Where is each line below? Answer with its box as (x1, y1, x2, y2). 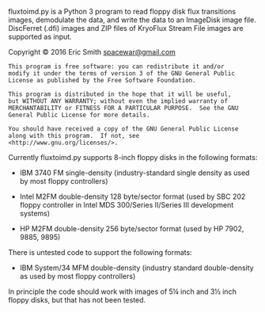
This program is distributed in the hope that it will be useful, (8, 90, 232, 98)
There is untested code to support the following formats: (8, 248, 192, 257)
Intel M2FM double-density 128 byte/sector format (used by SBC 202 (19, 192, 246, 201)
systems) (19, 209, 50, 218)
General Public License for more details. (8, 111, 150, 119)
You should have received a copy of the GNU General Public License (8, 125, 239, 133)
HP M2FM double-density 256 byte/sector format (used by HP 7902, (19, 224, 244, 233)
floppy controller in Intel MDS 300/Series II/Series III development (19, 200, 234, 209)
